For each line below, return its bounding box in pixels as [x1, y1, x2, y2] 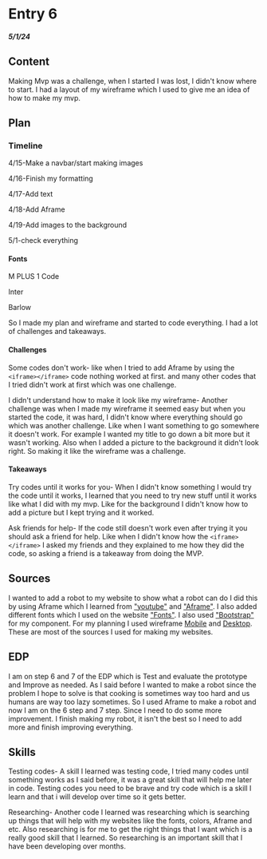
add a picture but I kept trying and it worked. [8, 507, 155, 517]
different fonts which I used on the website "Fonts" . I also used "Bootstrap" [8, 610, 254, 619]
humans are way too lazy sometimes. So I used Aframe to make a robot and [8, 697, 257, 706]
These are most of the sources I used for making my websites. [8, 626, 214, 636]
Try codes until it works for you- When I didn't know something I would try [8, 482, 253, 491]
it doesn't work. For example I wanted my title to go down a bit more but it [8, 429, 250, 439]
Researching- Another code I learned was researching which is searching [8, 808, 249, 817]
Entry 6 [8, 5, 58, 23]
